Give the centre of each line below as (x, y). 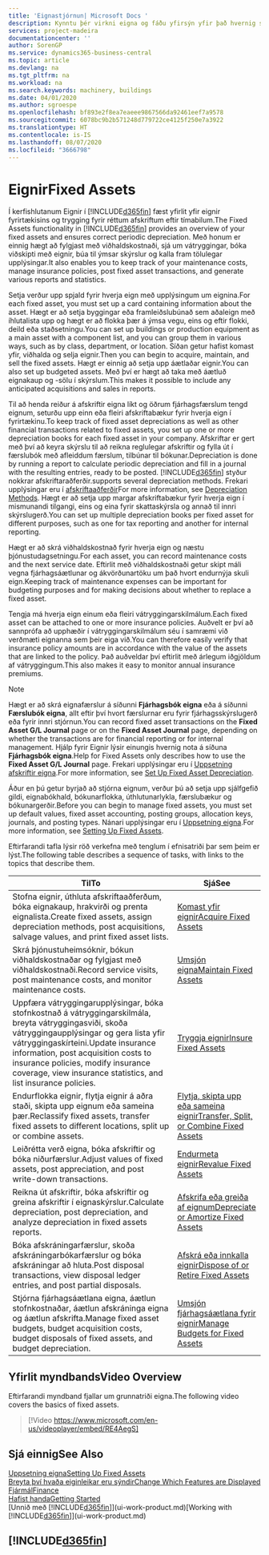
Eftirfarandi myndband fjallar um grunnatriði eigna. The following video (124, 1396)
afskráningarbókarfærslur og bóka (77, 1255)
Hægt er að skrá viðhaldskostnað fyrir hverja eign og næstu (106, 548)
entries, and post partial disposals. (77, 1285)
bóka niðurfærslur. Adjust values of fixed (88, 1159)
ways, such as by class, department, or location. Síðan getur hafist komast (131, 346)
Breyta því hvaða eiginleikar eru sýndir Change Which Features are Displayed (134, 1481)
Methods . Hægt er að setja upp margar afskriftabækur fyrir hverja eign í (126, 498)
